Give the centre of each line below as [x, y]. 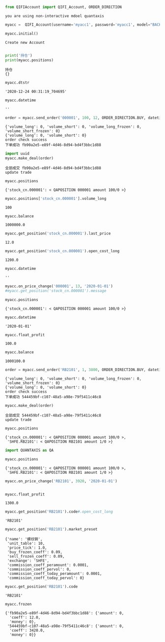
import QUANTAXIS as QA [29, 450]
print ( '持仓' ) [19, 55]
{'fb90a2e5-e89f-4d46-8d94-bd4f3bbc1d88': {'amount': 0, [65, 613]
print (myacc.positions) [29, 60]
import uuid [17, 153]
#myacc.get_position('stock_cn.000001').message [56, 291]
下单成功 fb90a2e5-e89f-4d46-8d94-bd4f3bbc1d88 [53, 145]
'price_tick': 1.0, [27, 548]
